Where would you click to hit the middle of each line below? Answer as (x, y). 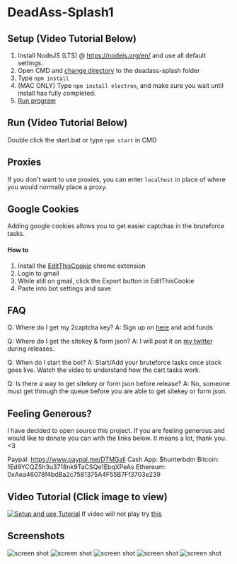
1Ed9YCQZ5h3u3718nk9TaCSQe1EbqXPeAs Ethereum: (87, 467)
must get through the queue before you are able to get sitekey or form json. (117, 391)
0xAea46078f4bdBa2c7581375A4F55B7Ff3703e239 (84, 475)
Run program (37, 101)
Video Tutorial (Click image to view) (87, 497)
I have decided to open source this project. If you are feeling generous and (116, 431)
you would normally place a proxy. (57, 187)
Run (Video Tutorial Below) (68, 123)
